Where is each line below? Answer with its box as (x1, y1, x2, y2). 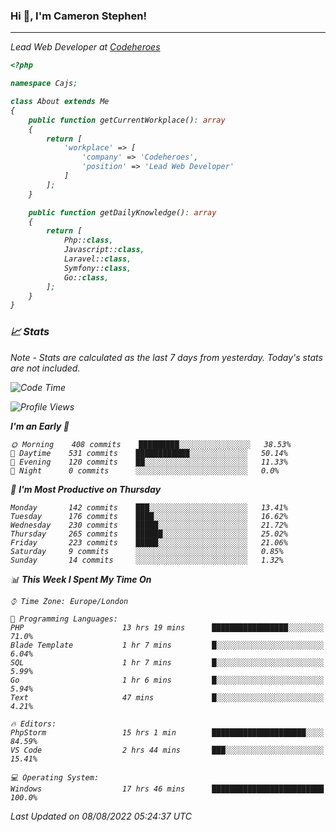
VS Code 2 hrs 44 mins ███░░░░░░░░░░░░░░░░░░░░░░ (10, 745, 325, 755)
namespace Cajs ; (10, 79, 78, 89)
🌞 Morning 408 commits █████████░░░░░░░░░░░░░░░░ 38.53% (10, 439, 292, 449)
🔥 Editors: (10, 719, 57, 729)
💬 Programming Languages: (10, 614, 118, 624)
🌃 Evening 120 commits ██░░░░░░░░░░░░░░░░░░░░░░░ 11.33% (10, 457, 288, 467)
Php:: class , (63, 235, 114, 246)
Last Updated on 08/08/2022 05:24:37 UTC (10, 810, 192, 822)
